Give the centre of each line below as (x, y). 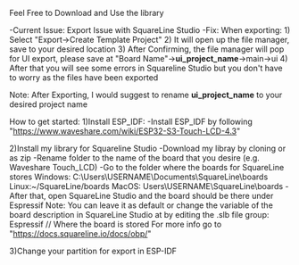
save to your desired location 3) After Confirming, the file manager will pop (147, 49)
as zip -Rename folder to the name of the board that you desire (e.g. (135, 158)
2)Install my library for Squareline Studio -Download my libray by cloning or (148, 148)
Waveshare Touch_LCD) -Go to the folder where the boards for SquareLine (147, 167)
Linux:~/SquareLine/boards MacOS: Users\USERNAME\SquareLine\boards (146, 186)
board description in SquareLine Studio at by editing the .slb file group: (139, 215)
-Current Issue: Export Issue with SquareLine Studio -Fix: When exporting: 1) (150, 30)
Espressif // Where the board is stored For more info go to (116, 224)
